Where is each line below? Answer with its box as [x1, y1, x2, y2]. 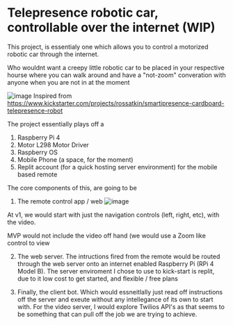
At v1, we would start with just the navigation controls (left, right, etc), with [7, 210, 220, 219]
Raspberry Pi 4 [17, 133, 61, 142]
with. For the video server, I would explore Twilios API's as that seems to [17, 302, 225, 310]
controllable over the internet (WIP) [7, 19, 216, 35]
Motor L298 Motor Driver [17, 140, 89, 149]
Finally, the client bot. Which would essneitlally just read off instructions [17, 287, 223, 296]
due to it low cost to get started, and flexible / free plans [17, 274, 179, 283]
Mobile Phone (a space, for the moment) [17, 155, 134, 164]
